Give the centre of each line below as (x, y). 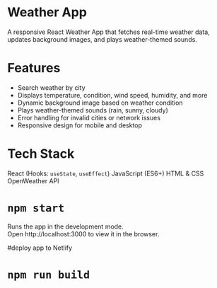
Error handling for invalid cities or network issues (89, 117)
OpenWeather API (33, 180)
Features (34, 68)
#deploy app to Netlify (40, 248)
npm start (36, 208)
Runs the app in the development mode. (65, 226)
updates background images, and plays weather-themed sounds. (102, 39)
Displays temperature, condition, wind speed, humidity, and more (112, 95)
